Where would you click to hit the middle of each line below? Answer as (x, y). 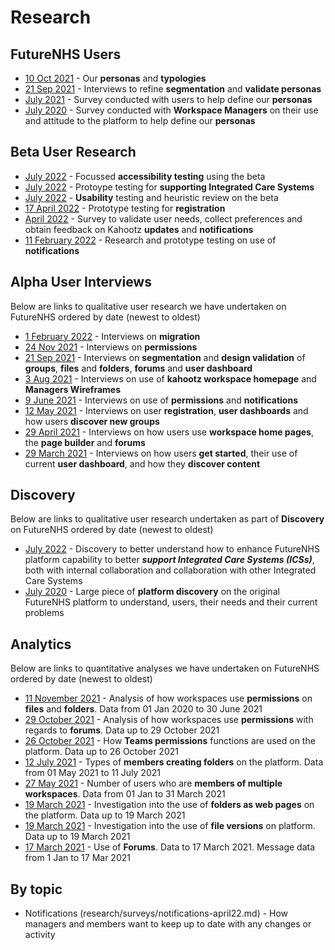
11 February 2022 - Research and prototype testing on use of (150, 240)
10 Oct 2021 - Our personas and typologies (115, 78)
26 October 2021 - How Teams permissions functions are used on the (170, 741)
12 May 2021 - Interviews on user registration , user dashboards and (166, 410)
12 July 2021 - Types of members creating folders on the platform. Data (174, 762)
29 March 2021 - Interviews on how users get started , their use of (161, 453)
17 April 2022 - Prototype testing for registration (125, 208)
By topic (36, 889)
